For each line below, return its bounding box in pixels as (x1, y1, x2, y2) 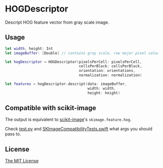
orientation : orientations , (79, 69, 136, 73)
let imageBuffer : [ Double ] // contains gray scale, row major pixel (5, 51, 147, 56)
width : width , (87, 86, 116, 91)
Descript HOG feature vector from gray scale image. (5, 19, 110, 25)
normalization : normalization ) (79, 73, 142, 78)
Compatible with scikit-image (5, 104, 97, 112)
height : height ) (87, 90, 120, 95)
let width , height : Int (5, 46, 53, 51)
